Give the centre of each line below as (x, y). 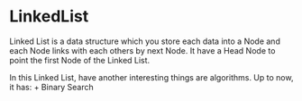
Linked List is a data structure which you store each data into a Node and (145, 41)
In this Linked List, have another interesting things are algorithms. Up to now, (151, 77)
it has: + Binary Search (52, 87)
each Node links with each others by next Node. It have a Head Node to (142, 50)
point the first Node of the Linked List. (80, 60)
